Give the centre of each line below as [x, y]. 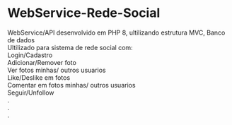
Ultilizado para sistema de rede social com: [70, 47]
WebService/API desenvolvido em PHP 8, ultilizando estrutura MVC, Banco [116, 32]
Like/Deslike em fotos [39, 77]
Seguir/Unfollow [31, 93]
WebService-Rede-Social [84, 13]
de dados [21, 40]
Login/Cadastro [30, 55]
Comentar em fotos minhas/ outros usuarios [71, 85]
